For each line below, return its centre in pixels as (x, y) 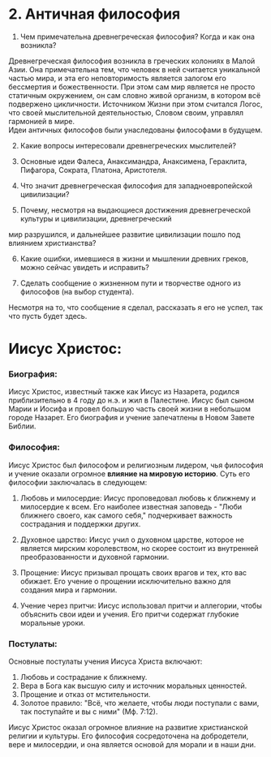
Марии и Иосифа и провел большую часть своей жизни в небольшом (130, 409)
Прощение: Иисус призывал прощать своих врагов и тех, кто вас (133, 572)
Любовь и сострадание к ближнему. (84, 677)
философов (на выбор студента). (77, 291)
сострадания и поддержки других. (80, 523)
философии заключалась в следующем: (78, 482)
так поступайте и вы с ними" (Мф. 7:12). (89, 712)
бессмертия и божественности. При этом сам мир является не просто (132, 87)
